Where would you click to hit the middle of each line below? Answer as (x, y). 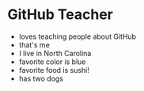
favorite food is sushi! (54, 70)
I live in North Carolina (55, 53)
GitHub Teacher (61, 15)
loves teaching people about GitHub (77, 36)
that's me (34, 44)
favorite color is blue (52, 62)
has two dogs (41, 78)
